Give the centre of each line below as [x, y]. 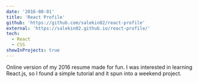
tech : [13, 34]
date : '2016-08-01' [30, 12]
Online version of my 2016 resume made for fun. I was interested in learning [99, 67]
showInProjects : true [33, 50]
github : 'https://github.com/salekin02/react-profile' [76, 23]
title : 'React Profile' [36, 17]
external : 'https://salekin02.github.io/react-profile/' [78, 28]
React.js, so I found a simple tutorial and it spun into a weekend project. [94, 73]
